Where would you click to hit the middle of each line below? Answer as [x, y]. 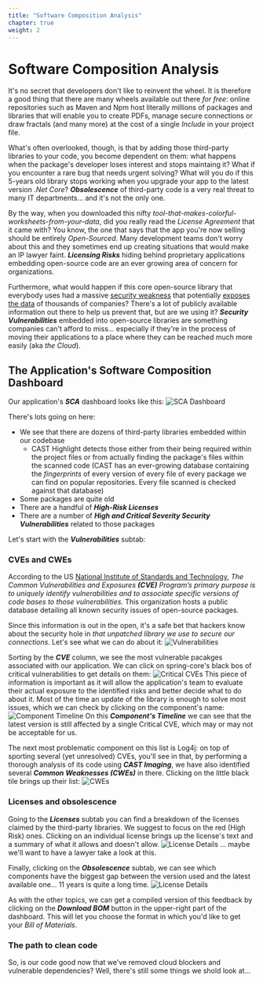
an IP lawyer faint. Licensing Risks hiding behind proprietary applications [127, 255]
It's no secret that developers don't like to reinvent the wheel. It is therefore [130, 91]
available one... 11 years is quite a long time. [79, 884]
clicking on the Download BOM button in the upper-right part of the [117, 908]
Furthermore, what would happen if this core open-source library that [121, 287]
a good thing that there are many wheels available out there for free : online [129, 99]
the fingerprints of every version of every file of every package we [139, 474]
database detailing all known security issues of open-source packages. [124, 610]
